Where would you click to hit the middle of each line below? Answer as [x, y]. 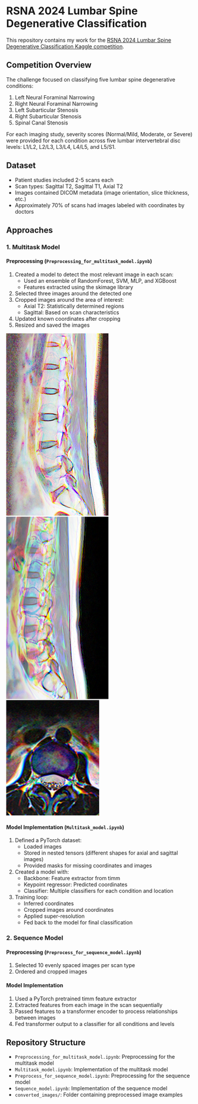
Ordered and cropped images [51, 972]
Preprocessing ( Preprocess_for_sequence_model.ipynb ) [74, 952]
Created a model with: [42, 872]
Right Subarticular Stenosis [48, 116]
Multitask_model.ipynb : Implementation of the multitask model [91, 1069]
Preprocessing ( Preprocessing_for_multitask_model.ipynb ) [79, 261]
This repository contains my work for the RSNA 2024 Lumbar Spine [89, 40]
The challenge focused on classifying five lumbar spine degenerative [91, 79]
